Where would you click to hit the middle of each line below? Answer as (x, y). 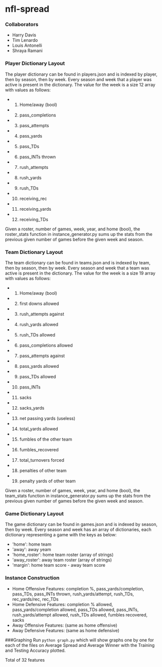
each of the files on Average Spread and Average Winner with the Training (80, 645)
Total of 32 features (25, 660)
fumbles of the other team (46, 439)
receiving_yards (35, 209)
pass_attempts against (42, 356)
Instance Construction (32, 578)
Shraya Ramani (27, 51)
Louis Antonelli (27, 46)
